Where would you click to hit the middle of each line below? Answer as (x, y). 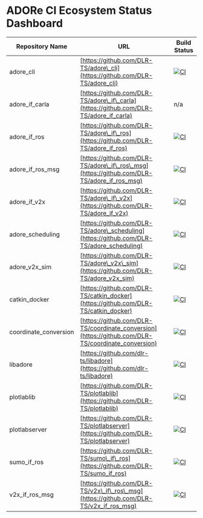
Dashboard (35, 23)
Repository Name (42, 46)
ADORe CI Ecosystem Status (79, 11)
